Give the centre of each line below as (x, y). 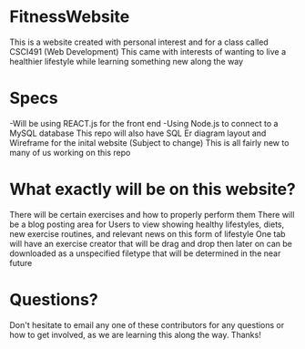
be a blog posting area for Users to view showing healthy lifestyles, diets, (147, 224)
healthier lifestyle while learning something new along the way (127, 61)
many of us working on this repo (70, 152)
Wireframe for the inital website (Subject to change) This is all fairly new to (149, 142)
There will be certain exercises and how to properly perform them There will (152, 214)
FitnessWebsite (70, 17)
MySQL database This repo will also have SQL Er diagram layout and (138, 133)
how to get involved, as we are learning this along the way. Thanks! (135, 334)
